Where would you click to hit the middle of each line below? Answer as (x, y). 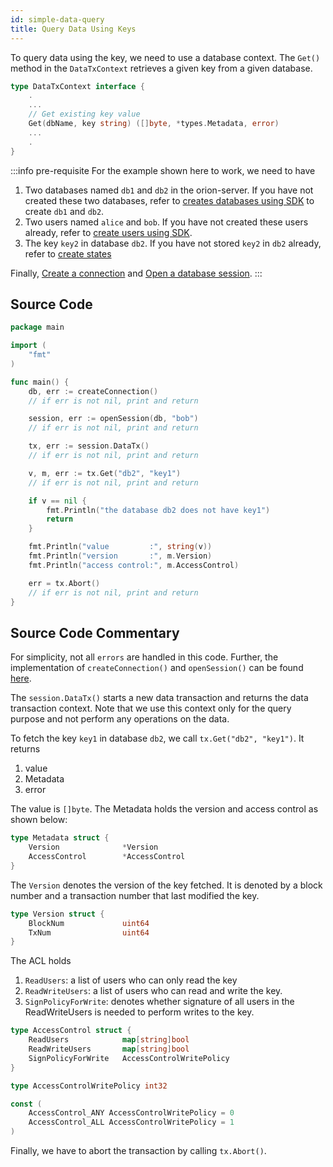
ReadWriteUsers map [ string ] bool (109, 1049)
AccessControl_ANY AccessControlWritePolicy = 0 (131, 1113)
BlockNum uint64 (89, 923)
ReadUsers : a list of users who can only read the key (131, 980)
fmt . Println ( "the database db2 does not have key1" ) (158, 510)
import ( (28, 346)
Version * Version (93, 847)
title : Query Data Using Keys (73, 29)
